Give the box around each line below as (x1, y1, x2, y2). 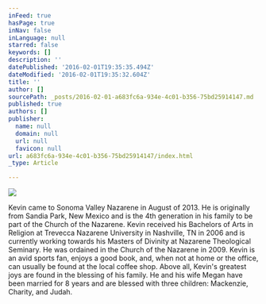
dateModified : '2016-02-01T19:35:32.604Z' (8, 71, 151, 79)
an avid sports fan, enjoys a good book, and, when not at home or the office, (8, 253, 259, 263)
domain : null (15, 129, 59, 137)
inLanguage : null (8, 33, 66, 42)
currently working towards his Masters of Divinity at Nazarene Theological (8, 237, 252, 246)
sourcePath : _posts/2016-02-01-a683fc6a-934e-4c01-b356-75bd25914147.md (8, 93, 254, 101)
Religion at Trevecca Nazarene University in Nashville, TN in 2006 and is (8, 228, 245, 238)
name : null (15, 122, 52, 130)
